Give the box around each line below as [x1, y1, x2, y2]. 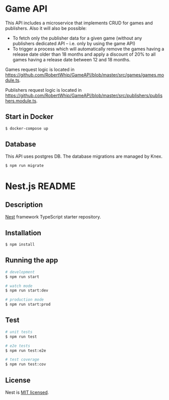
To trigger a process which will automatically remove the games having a [12, 46, 164, 52]
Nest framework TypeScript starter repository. [5, 214, 101, 220]
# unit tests [5, 329, 33, 335]
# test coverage [5, 357, 39, 362]
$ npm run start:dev [5, 288, 49, 293]
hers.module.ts [5, 97, 37, 104]
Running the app [5, 256, 58, 265]
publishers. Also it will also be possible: [5, 25, 87, 31]
